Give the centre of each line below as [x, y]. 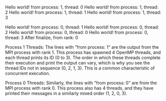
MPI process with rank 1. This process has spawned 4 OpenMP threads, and [83, 52]
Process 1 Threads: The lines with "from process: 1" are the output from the [82, 47]
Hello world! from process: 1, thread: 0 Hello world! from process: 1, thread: [82, 7]
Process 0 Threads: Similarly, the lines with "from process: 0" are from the [81, 83]
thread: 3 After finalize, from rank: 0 [42, 37]
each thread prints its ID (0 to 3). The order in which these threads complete [83, 58]
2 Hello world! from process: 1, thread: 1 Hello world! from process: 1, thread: [83, 12]
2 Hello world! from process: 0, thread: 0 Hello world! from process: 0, [77, 32]
